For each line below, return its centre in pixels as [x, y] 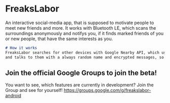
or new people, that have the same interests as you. [59, 39]
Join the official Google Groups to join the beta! [81, 73]
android [13, 95]
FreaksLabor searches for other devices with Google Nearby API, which [82, 53]
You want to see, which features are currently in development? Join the [79, 85]
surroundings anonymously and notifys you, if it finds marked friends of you [84, 33]
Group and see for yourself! [34, 90]
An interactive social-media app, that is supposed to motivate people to [80, 23]
